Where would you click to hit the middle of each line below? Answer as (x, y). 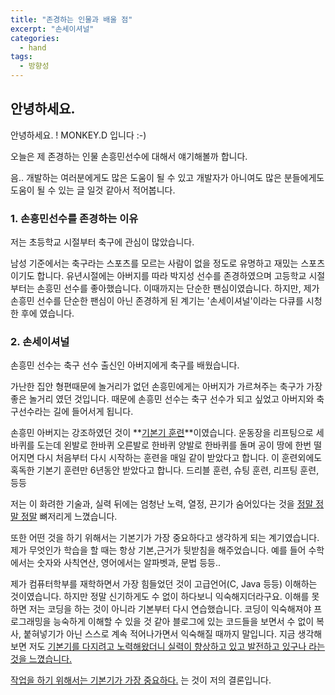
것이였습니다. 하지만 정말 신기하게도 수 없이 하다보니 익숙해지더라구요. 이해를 (160, 597)
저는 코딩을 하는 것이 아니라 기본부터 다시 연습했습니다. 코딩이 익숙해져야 (170, 609)
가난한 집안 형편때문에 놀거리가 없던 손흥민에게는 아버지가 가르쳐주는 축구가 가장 (166, 387)
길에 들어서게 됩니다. (93, 412)
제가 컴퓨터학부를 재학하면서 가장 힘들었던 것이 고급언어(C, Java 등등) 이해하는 (164, 584)
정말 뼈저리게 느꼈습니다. (69, 517)
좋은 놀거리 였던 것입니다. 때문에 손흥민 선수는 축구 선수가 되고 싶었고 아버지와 (162, 399)
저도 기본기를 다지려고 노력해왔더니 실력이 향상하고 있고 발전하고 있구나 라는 (177, 647)
